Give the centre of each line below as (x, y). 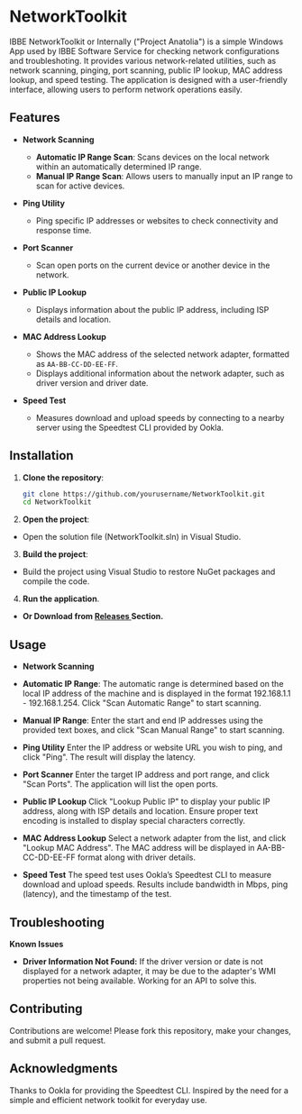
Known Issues (37, 944)
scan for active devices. (80, 186)
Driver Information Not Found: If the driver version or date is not (142, 961)
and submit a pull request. (58, 1040)
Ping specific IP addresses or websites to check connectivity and (157, 220)
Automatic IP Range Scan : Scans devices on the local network (153, 157)
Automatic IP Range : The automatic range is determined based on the (153, 684)
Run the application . (61, 599)
